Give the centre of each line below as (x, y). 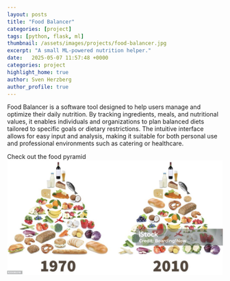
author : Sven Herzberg (39, 80)
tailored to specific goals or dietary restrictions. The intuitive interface (105, 129)
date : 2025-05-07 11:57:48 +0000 (58, 58)
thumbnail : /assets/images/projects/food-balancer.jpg (87, 44)
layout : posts (27, 14)
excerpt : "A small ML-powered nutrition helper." (79, 51)
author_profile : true (38, 87)
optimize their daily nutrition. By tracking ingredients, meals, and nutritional (113, 114)
